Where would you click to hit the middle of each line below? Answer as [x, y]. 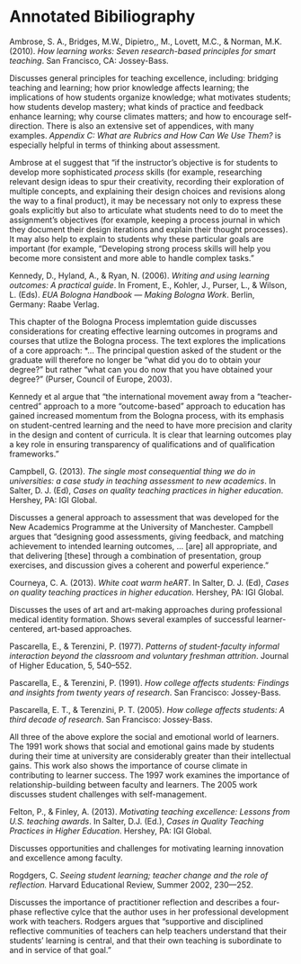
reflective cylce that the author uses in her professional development [162, 912]
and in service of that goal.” [61, 950]
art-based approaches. [89, 628]
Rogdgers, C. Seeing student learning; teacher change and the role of [139, 875]
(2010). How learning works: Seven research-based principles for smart [143, 50]
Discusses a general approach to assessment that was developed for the [144, 517]
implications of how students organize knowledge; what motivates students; [150, 97]
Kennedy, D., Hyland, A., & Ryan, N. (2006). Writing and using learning [139, 275]
